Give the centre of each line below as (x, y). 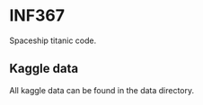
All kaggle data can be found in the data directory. (102, 90)
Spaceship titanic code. (53, 40)
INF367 (37, 16)
